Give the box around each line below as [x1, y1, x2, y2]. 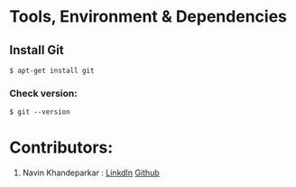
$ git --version [9, 108, 70, 117]
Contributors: [9, 137, 114, 158]
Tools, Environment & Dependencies [9, 6, 287, 27]
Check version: [9, 87, 79, 99]
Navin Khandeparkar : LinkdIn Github [22, 167, 160, 178]
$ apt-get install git [9, 66, 95, 75]
